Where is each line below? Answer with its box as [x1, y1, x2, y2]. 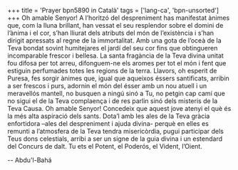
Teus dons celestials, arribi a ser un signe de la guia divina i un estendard [7, 134, 223, 143]
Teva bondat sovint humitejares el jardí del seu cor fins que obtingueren [7, 44, 218, 52]
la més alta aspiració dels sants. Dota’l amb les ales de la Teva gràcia [7, 112, 210, 120]
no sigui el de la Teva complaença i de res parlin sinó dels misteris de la [7, 97, 218, 105]
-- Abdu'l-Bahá [7, 156, 52, 164]
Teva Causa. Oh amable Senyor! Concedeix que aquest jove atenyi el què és [7, 105, 232, 112]
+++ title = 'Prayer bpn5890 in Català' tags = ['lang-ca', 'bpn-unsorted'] [7, 6, 219, 14]
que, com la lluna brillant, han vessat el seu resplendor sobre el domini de [7, 21, 224, 29]
